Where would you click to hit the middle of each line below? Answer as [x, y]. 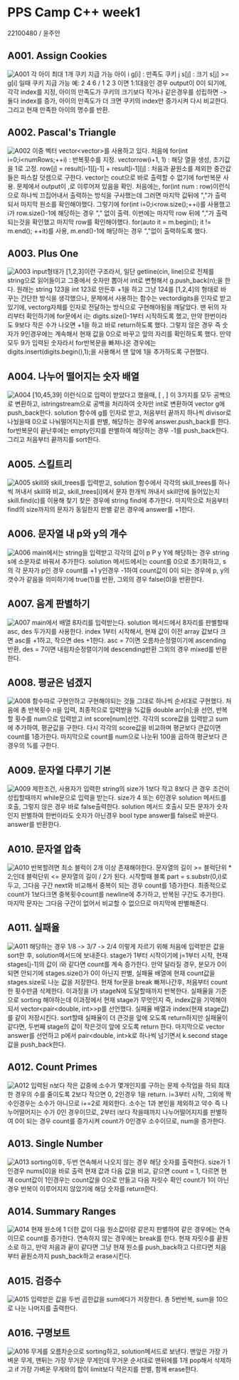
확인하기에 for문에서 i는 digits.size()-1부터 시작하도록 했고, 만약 [114, 316]
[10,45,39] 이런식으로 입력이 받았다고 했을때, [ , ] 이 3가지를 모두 [122, 395]
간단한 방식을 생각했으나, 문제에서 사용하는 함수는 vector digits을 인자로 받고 [126, 298]
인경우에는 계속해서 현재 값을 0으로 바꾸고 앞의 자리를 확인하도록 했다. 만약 [128, 334]
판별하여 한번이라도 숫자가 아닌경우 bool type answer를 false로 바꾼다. [119, 815]
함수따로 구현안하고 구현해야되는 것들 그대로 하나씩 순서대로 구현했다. [128, 701]
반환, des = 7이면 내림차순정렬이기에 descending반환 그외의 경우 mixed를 [111, 649]
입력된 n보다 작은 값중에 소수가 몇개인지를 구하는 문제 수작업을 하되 [124, 1085]
